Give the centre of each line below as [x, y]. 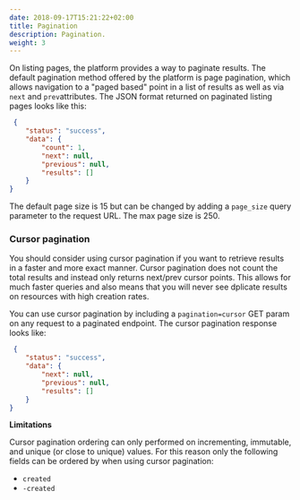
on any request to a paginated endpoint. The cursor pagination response [143, 323]
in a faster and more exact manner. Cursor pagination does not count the [144, 268]
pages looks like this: [48, 106]
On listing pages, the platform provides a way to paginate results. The [137, 68]
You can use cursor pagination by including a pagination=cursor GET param [150, 314]
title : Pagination [43, 26]
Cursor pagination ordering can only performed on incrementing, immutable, [150, 442]
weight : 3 [28, 43]
